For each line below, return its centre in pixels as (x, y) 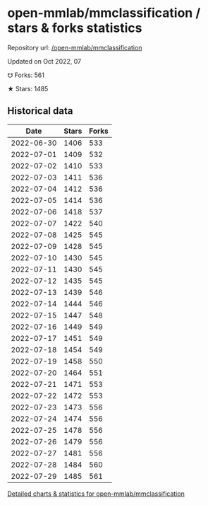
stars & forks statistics (75, 28)
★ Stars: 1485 (28, 88)
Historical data (40, 111)
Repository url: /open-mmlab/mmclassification (75, 47)
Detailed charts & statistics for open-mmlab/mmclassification (96, 494)
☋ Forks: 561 (26, 75)
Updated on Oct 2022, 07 (44, 61)
